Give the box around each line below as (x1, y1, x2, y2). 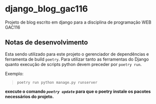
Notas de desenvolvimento (5, 39, 88, 47)
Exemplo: (5, 71, 24, 77)
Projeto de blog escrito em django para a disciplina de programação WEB (5, 19, 152, 25)
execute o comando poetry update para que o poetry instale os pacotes (5, 88, 151, 94)
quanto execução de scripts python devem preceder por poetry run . (5, 61, 142, 67)
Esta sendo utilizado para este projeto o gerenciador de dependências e (5, 51, 149, 57)
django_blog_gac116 (5, 3, 88, 14)
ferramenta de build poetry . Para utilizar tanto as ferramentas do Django (5, 56, 149, 62)
